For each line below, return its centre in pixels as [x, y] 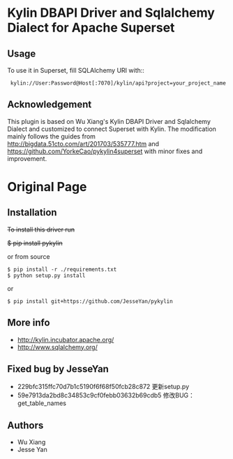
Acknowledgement [50, 105]
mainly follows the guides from [52, 136]
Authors [25, 425]
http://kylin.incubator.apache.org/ [66, 339]
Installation [32, 212]
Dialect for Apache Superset [91, 28]
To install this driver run [41, 229]
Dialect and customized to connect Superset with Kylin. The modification [112, 129]
